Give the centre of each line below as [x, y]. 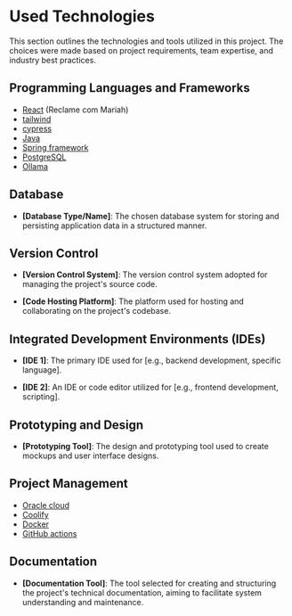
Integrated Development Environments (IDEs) [138, 339]
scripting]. [41, 397]
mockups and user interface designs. [90, 456]
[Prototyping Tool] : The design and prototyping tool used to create [145, 446]
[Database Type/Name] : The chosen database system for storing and [150, 216]
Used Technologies [82, 16]
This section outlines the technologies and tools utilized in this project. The [146, 41]
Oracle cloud [45, 505]
